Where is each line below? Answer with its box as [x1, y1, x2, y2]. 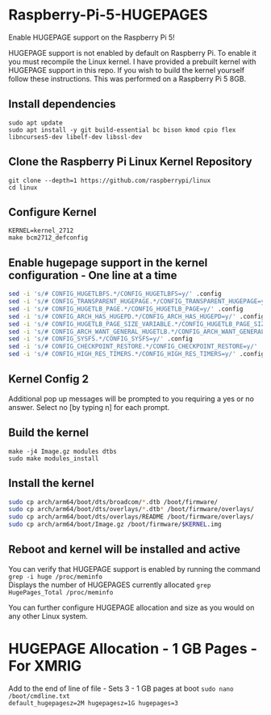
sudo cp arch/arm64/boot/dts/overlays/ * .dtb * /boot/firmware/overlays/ [8, 506, 254, 514]
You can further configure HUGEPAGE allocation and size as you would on [8, 603, 255, 612]
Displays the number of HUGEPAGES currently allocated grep [8, 580, 211, 590]
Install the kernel [8, 476, 94, 490]
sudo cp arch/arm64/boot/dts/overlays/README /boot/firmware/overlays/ [8, 513, 254, 521]
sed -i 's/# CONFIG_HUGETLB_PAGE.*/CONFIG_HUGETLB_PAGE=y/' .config [8, 305, 244, 313]
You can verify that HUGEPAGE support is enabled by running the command [8, 564, 261, 573]
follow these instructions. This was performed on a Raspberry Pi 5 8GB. [8, 74, 247, 83]
